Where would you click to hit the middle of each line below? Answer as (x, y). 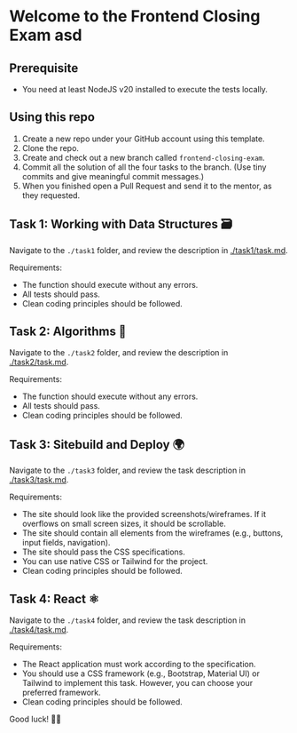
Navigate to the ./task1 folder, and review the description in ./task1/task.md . (148, 250)
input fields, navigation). (66, 543)
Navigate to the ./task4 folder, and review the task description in (128, 620)
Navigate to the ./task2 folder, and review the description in (119, 353)
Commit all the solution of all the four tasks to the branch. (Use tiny (144, 167)
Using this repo (52, 117)
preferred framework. (61, 693)
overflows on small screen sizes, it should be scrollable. (124, 524)
